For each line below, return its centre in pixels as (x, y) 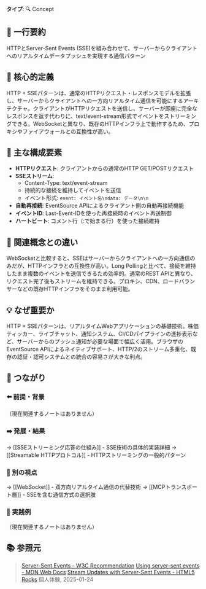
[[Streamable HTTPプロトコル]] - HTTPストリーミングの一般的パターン (96, 455)
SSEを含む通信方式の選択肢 (61, 495)
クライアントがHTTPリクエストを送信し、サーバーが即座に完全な (115, 108)
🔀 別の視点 (22, 472)
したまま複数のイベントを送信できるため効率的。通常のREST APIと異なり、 (101, 274)
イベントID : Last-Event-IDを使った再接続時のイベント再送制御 (93, 213)
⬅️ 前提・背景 (25, 397)
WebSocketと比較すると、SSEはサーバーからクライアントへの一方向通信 (98, 258)
